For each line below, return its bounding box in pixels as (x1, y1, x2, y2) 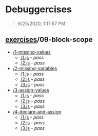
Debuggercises (5, 4, 72, 15)
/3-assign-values (12, 87, 50, 93)
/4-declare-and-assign (12, 108, 62, 115)
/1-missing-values (12, 49, 51, 55)
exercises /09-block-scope (5, 35, 93, 44)
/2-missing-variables (12, 65, 57, 71)
